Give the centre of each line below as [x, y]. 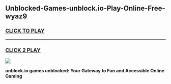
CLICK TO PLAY [25, 31]
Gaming [14, 76]
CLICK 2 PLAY [23, 50]
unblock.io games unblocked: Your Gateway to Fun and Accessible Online [85, 70]
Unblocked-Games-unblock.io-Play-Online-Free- [85, 8]
